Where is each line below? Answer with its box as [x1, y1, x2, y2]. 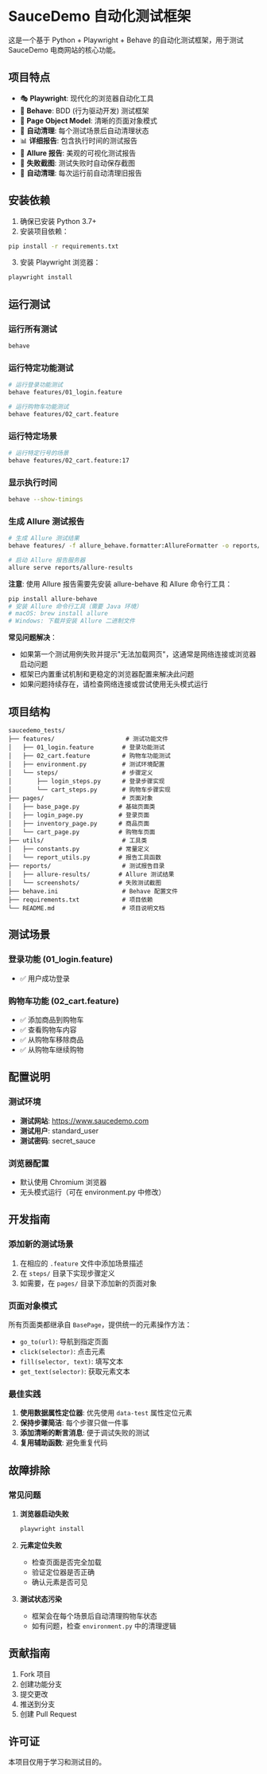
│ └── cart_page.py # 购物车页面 [8, 828, 156, 836]
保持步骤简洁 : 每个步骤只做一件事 [19, 1418, 129, 1427]
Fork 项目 [19, 1669, 52, 1678]
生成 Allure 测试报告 [8, 516, 85, 527]
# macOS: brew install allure [8, 610, 109, 618]
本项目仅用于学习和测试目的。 [8, 1757, 106, 1767]
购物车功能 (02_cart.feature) [8, 995, 119, 1007]
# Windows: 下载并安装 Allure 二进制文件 [8, 617, 135, 626]
